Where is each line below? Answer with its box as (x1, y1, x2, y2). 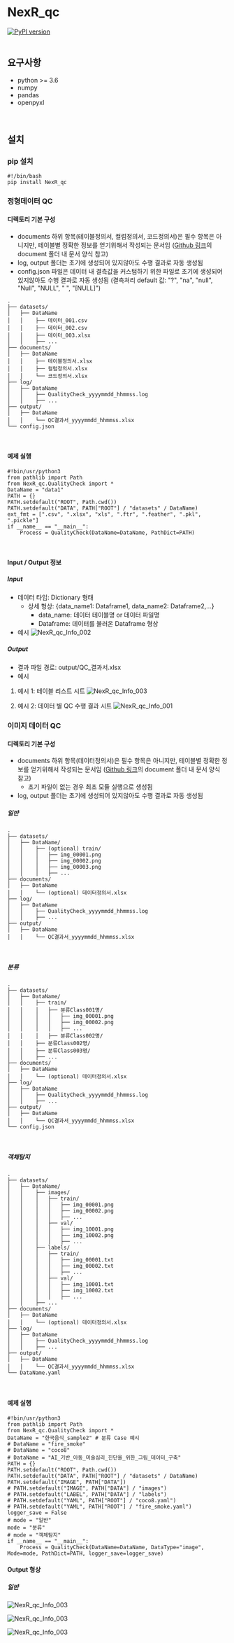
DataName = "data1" (7, 486, 64, 494)
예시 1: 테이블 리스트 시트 (17, 687, 86, 695)
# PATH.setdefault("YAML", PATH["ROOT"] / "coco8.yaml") (7, 1497, 177, 1504)
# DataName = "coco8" (7, 1446, 71, 1453)
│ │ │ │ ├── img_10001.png (7, 1226, 114, 1233)
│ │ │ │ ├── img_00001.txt (7, 1257, 114, 1264)
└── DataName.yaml (7, 1369, 61, 1376)
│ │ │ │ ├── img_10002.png (7, 1232, 114, 1239)
